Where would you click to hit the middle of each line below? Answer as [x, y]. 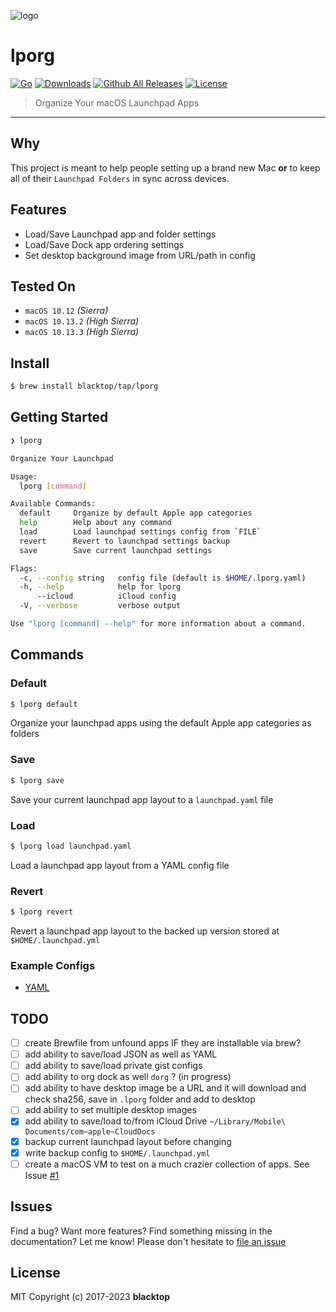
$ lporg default [44, 704]
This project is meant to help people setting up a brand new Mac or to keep [165, 167]
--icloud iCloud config [106, 596]
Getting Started [59, 417]
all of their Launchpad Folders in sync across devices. [120, 178]
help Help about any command [95, 523]
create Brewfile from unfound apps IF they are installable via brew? [163, 1043]
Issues [31, 1206]
